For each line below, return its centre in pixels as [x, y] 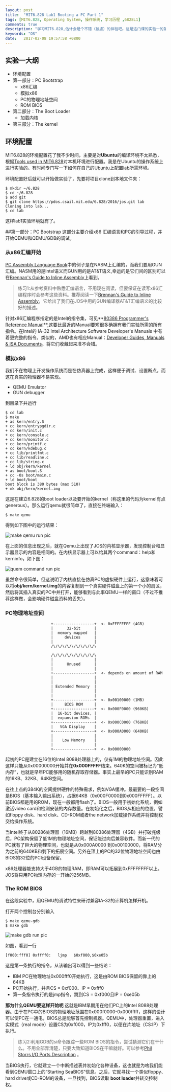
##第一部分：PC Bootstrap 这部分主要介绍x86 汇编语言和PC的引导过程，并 [84, 232]
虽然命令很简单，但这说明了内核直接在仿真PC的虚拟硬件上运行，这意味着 [82, 579]
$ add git [16, 197]
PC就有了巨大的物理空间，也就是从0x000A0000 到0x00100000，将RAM [81, 845]
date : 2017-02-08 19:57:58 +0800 [43, 39]
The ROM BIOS [24, 889]
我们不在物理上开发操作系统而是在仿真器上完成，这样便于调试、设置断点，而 [85, 371]
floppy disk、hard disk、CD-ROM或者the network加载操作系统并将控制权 [86, 815]
